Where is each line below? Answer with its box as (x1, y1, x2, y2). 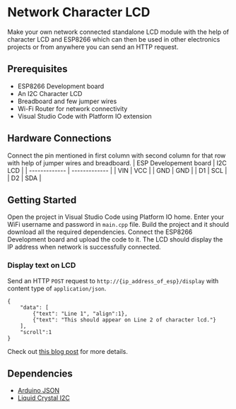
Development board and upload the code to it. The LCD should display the (7, 235, 223, 244)
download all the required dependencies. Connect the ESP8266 (7, 227, 193, 237)
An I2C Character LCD (17, 89, 83, 97)
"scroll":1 (20, 328, 52, 336)
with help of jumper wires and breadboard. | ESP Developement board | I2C (7, 158, 228, 167)
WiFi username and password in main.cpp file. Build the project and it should (7, 220, 230, 229)
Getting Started (7, 194, 77, 206)
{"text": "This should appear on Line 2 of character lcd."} (33, 316, 217, 324)
